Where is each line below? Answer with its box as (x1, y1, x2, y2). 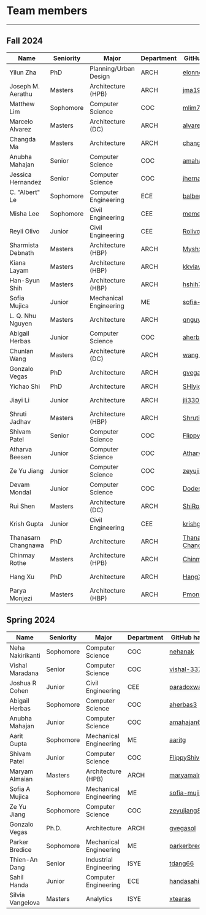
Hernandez (9, 177, 42, 186)
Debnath (9, 248, 34, 257)
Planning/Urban (90, 64, 135, 72)
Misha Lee (9, 209, 40, 218)
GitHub (170, 633, 192, 642)
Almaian (9, 774, 33, 783)
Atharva (9, 445, 32, 453)
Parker (9, 838, 29, 846)
